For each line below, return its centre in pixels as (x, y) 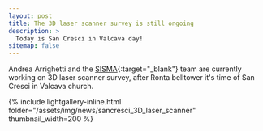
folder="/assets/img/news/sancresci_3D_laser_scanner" (102, 111)
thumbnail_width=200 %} (51, 119)
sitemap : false (34, 46)
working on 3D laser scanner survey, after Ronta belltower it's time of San (132, 78)
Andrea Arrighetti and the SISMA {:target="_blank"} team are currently (125, 69)
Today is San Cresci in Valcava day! (80, 38)
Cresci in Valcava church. (51, 87)
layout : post (30, 16)
